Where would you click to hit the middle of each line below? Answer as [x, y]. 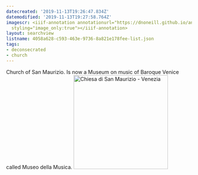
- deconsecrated [26, 50]
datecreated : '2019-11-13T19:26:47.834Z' [58, 11]
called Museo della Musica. [39, 167]
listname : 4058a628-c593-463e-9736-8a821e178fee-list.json [80, 39]
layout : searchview [30, 33]
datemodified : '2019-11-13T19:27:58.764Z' [59, 17]
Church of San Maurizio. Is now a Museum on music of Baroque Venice [93, 72]
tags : [13, 45]
